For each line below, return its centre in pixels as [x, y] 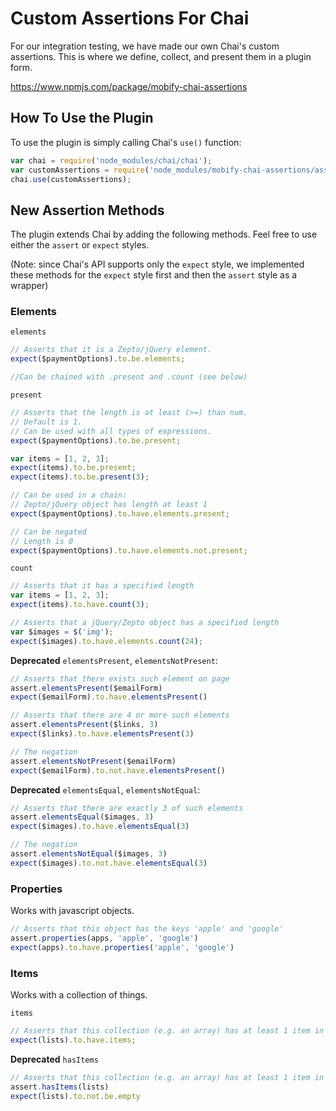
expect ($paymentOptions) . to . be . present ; [96, 440]
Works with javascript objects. [72, 911]
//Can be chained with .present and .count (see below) [129, 377]
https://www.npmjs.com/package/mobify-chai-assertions [129, 86]
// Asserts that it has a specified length [102, 586]
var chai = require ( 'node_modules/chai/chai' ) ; [111, 160]
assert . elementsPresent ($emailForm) [86, 688]
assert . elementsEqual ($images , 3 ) [82, 817]
